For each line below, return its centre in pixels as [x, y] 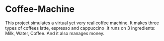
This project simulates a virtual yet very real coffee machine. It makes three [82, 23]
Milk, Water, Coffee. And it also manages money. [55, 33]
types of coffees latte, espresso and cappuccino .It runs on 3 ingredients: [80, 28]
